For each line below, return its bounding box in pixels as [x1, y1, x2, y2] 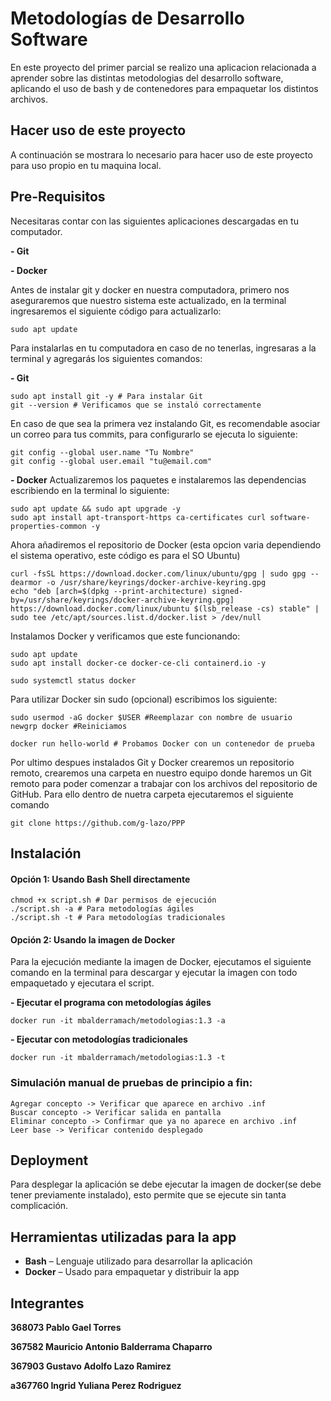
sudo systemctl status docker [10, 675, 137, 686]
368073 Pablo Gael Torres [10, 1322, 122, 1334]
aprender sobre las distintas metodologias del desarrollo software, [10, 72, 284, 84]
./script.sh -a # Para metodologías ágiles [10, 904, 195, 914]
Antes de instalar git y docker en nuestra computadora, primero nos [10, 283, 290, 296]
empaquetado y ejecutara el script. [10, 977, 155, 989]
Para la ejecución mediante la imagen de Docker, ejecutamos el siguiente [10, 956, 312, 968]
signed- [211, 586, 244, 596]
